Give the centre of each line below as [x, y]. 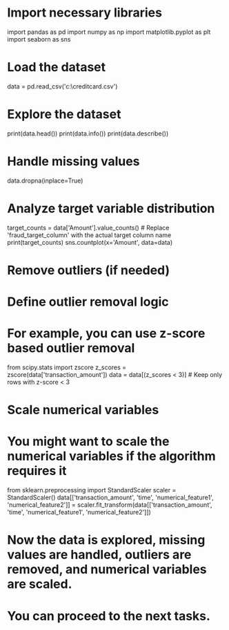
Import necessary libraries [84, 13]
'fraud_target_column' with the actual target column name [89, 235]
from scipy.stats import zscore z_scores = [67, 367]
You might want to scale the [88, 442]
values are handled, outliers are [99, 555]
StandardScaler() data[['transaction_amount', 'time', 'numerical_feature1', [110, 498]
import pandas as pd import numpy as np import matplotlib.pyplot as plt [109, 32]
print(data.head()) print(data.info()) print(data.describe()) [88, 133]
